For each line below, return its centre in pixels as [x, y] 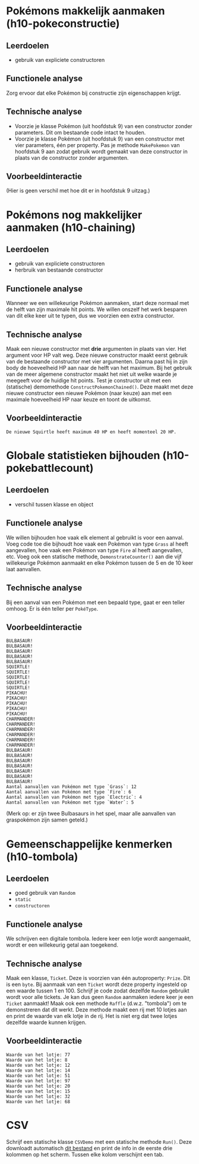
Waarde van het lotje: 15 [38, 1091]
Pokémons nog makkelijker [74, 215]
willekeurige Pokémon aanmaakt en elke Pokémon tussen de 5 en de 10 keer [100, 563]
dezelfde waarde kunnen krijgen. [46, 1022]
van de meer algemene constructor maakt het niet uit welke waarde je [91, 374]
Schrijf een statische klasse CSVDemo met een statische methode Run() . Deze [99, 1141]
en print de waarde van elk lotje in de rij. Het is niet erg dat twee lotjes [92, 1016]
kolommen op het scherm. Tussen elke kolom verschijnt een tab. [85, 1154]
